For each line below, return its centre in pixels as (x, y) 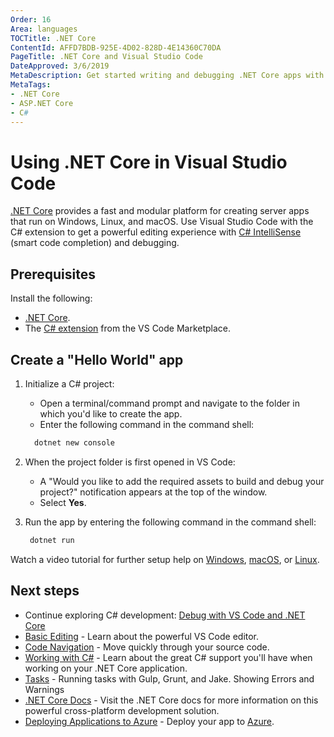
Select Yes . (63, 502)
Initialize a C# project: (69, 383)
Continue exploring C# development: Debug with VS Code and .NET (165, 615)
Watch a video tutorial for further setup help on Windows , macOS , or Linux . (165, 559)
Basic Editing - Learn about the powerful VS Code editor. (142, 636)
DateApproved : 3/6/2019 (60, 66)
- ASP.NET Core (42, 103)
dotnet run (52, 540)
